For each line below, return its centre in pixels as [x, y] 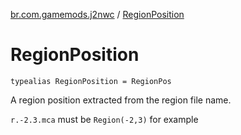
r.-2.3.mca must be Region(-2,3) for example [104, 119]
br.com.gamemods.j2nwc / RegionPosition [97, 14]
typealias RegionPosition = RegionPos [91, 81]
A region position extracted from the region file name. [121, 100]
